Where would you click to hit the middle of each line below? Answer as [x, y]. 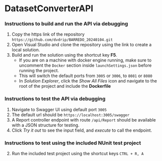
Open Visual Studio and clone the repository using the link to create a [82, 45]
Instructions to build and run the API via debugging [66, 24]
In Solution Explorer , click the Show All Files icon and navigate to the [88, 81]
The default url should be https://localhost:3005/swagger [70, 115]
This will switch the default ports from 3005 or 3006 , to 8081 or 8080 [86, 76]
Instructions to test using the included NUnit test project [73, 143]
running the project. [39, 71]
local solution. [26, 50]
